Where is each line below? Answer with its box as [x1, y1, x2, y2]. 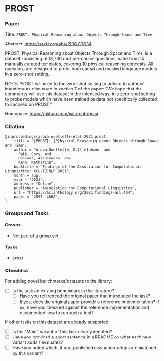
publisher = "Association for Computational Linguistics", [14, 185, 137, 191]
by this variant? [12, 350, 43, 356]
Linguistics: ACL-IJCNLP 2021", [5, 168, 71, 174]
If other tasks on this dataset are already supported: [5, 319, 110, 325]
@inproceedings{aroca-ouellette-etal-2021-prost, [5, 134, 109, 139]
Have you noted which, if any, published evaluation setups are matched [12, 344, 157, 350]
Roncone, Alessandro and [18, 156, 71, 160]
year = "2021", [14, 177, 45, 182]
